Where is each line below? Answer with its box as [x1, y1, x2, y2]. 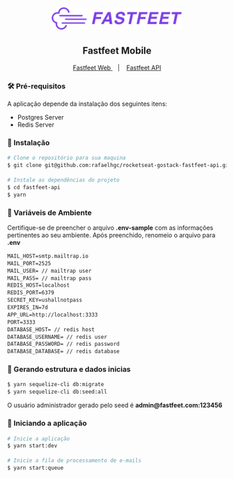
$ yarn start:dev [7, 443, 58, 449]
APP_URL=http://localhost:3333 [7, 311, 98, 318]
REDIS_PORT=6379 [7, 289, 54, 296]
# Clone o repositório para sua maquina [7, 154, 127, 161]
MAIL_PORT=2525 [7, 260, 52, 267]
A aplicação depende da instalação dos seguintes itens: [7, 99, 168, 108]
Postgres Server [17, 113, 64, 122]
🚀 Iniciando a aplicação [7, 418, 87, 428]
